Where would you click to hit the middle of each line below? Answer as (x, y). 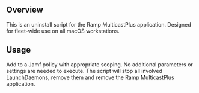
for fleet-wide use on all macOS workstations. (63, 31)
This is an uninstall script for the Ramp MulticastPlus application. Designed (99, 24)
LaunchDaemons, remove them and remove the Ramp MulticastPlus (90, 77)
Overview (25, 10)
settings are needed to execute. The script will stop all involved (84, 71)
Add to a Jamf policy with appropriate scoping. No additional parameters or (100, 64)
